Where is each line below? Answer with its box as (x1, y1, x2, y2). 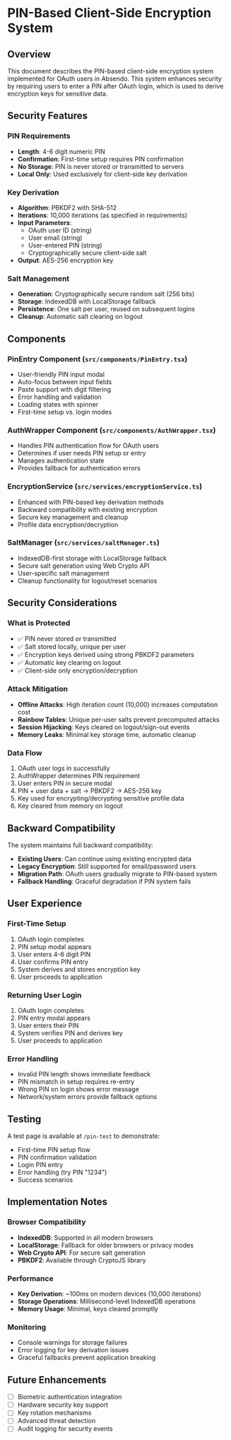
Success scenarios (17, 1175, 73, 1184)
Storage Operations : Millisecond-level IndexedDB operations (17, 1297, 196, 1306)
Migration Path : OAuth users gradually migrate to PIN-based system (17, 869, 218, 878)
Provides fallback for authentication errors (17, 464, 141, 472)
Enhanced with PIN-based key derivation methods (17, 497, 164, 506)
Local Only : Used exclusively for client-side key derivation (17, 170, 188, 178)
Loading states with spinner (17, 400, 99, 408)
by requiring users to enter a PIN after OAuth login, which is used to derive (7, 82, 224, 90)
